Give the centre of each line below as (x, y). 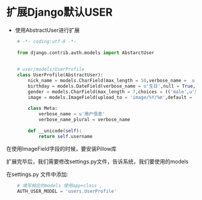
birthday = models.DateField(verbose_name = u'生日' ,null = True (111, 86)
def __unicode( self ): (55, 131)
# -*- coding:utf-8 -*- (47, 41)
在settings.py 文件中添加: (37, 174)
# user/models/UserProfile (51, 70)
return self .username (66, 136)
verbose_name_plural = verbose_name (84, 120)
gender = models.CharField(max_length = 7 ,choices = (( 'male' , (109, 92)
